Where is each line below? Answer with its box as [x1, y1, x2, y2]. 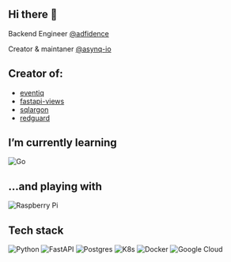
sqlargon [19, 104, 49, 114]
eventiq [19, 88, 45, 97]
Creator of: [8, 67, 63, 80]
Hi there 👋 [8, 8, 58, 21]
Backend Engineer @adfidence [8, 28, 109, 38]
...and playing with [8, 179, 103, 193]
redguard [19, 113, 50, 122]
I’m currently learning [8, 136, 117, 150]
